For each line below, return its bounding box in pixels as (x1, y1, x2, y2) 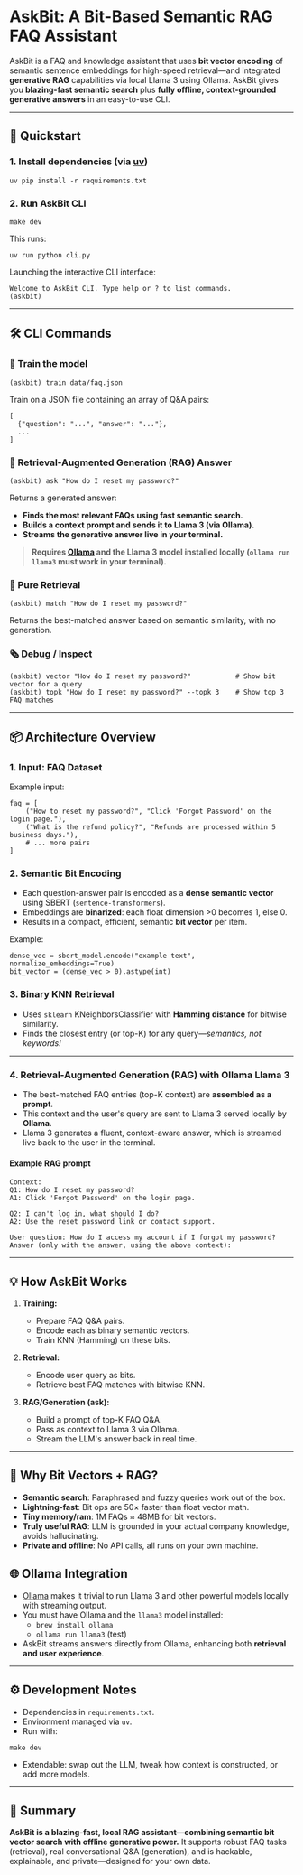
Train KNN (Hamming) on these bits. (35, 1335, 171, 1346)
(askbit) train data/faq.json (9, 378, 124, 387)
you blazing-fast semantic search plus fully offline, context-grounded (9, 84, 277, 95)
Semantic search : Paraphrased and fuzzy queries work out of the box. (22, 1492, 286, 1503)
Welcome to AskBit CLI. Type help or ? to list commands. (9, 284, 232, 293)
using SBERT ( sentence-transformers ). (22, 897, 166, 909)
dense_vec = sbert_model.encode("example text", (9, 951, 196, 961)
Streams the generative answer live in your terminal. (22, 528, 224, 539)
